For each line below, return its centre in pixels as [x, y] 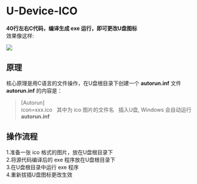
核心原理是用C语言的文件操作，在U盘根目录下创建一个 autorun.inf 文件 [94, 83]
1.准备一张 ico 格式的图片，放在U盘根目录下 [60, 152]
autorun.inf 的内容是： [34, 90]
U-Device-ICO [42, 11]
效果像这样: [20, 36]
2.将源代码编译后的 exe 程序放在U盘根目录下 [61, 160]
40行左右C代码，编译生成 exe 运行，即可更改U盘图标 [72, 28]
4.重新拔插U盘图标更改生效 [39, 174]
